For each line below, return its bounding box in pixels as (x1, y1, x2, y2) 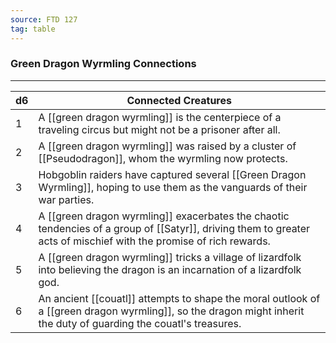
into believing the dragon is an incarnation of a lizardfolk (38, 262, 302, 276)
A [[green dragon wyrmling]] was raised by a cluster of (38, 139, 297, 153)
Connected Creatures (126, 93, 232, 107)
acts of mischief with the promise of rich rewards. (38, 234, 271, 248)
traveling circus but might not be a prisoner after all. (38, 122, 281, 136)
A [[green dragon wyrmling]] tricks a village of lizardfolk (38, 250, 302, 264)
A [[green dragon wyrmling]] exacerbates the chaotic (38, 209, 290, 223)
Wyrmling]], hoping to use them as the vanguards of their (38, 180, 308, 194)
